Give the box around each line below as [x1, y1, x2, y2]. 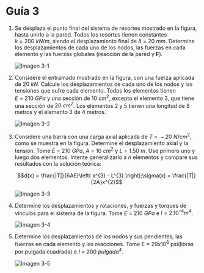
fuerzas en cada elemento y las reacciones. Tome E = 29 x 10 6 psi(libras [14, 239, 194, 247]
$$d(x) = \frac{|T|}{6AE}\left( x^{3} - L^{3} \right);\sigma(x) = [16, 172, 172, 179]
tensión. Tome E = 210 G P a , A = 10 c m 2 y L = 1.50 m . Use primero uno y [14, 146, 195, 154]
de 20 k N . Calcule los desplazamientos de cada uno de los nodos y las [14, 80, 193, 88]
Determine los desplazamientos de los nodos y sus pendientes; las [14, 233, 183, 240]
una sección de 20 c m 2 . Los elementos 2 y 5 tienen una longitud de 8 [14, 101, 190, 109]
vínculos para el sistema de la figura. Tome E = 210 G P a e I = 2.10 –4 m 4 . [14, 208, 194, 217]
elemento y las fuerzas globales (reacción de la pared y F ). [14, 50, 163, 57]
